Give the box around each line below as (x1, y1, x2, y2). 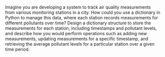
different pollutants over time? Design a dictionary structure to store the (5, 20, 151, 26)
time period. (5, 47, 30, 52)
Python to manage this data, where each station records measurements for (5, 15, 159, 20)
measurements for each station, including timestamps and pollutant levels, (5, 25, 157, 31)
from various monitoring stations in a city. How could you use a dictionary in (5, 9, 161, 15)
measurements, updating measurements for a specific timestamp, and (5, 36, 149, 42)
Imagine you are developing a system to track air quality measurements (5, 4, 151, 10)
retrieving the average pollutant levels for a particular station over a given (5, 41, 155, 47)
